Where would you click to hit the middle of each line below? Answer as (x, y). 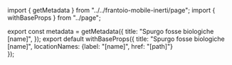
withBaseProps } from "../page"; (54, 18)
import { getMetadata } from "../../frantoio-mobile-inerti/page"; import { (111, 10)
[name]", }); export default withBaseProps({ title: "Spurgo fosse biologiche (116, 39)
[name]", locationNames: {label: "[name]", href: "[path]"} (90, 46)
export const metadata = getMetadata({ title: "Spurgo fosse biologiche (111, 31)
